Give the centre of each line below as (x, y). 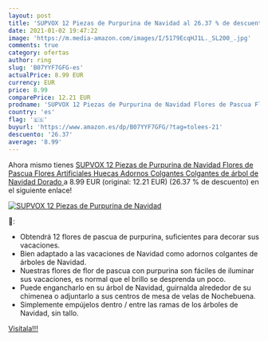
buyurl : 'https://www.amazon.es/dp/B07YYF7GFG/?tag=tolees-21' (116, 127)
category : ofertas (39, 53)
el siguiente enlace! (40, 190)
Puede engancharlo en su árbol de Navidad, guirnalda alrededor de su (135, 287)
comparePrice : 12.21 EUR (49, 97)
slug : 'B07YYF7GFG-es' (46, 68)
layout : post (30, 16)
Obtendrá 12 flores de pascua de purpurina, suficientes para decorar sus (139, 236)
